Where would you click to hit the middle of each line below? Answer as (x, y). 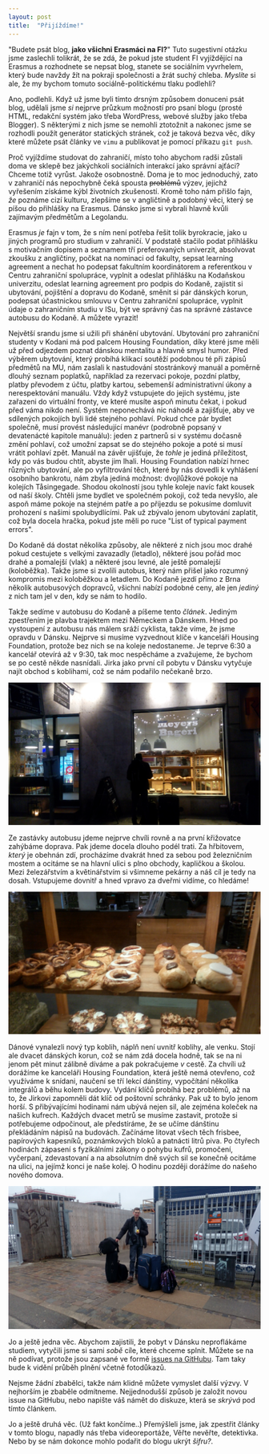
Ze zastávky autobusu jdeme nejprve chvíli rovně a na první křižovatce (125, 838)
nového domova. (36, 1175)
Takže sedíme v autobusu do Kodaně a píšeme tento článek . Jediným (123, 611)
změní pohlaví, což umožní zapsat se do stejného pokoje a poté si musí (125, 444)
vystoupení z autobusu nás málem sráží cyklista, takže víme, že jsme (122, 628)
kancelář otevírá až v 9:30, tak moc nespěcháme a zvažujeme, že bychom (131, 654)
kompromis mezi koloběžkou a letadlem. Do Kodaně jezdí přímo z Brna (124, 579)
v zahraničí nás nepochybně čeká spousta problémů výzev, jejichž (118, 183)
